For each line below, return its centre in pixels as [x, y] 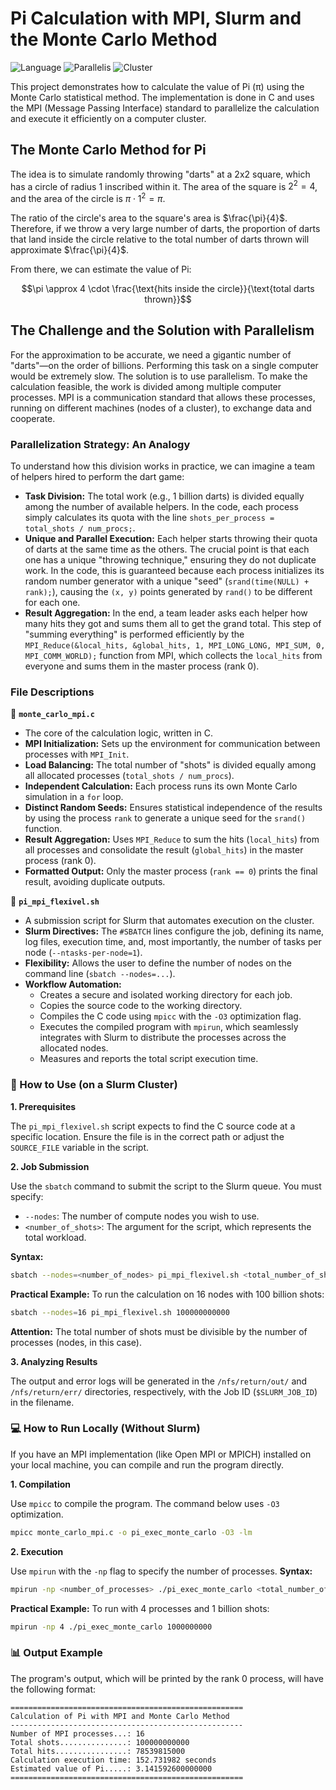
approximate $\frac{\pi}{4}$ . [70, 250]
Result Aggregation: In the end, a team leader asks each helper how [166, 613]
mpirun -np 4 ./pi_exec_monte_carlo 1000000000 [111, 1627]
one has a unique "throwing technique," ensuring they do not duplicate [170, 560]
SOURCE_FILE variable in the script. [79, 1147]
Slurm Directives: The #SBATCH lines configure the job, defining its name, [174, 931]
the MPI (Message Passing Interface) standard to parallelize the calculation [165, 108]
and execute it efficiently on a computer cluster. [108, 118]
